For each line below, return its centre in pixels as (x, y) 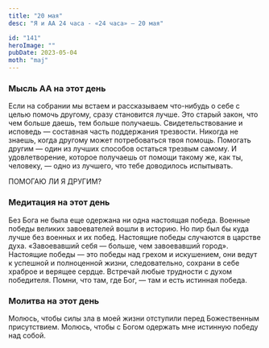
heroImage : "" (32, 45)
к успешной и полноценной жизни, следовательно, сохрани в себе (124, 263)
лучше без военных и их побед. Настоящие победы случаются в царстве (135, 237)
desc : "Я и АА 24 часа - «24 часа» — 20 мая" (86, 23)
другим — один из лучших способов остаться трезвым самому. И (123, 149)
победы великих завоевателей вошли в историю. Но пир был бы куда (129, 228)
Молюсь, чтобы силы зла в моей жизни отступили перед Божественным (134, 318)
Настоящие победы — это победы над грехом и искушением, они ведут (133, 254)
